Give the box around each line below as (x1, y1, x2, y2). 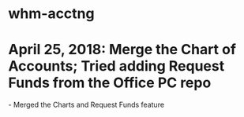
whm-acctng (8, 5, 95, 23)
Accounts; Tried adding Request (8, 57, 225, 75)
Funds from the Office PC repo (8, 74, 212, 92)
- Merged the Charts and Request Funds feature (8, 100, 164, 110)
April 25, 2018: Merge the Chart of (8, 41, 237, 59)
